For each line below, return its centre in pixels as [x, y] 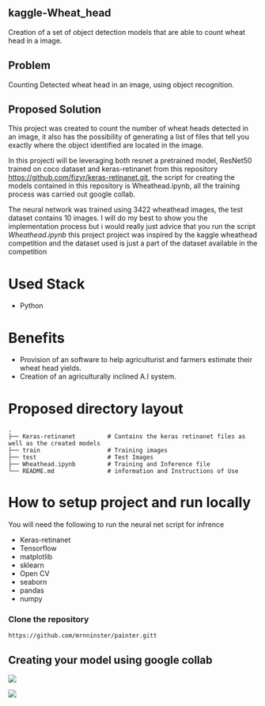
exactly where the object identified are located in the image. [106, 145]
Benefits [37, 338]
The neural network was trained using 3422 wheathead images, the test [126, 210]
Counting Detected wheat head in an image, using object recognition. [121, 84]
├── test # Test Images [81, 458]
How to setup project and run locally [130, 503]
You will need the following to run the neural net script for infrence [116, 525]
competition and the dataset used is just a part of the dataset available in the [133, 243]
